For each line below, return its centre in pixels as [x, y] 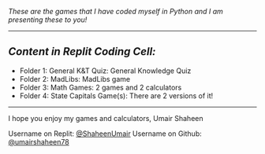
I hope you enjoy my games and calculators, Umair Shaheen [106, 118]
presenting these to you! [48, 20]
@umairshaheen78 [39, 141]
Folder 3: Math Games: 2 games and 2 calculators [101, 87]
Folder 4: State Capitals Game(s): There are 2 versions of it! [116, 95]
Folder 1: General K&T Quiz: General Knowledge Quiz [105, 71]
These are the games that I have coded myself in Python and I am [116, 11]
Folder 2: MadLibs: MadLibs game [75, 79]
